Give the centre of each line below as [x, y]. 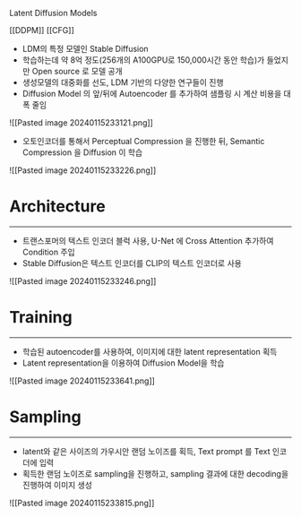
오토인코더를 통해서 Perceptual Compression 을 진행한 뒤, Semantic [143, 141]
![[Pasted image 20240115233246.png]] [83, 280]
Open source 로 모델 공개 [77, 71]
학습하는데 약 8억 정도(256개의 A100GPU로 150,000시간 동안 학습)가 [143, 60]
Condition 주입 [48, 252]
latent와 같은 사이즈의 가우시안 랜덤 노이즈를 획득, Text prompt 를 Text [146, 451]
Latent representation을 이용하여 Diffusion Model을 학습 [123, 363]
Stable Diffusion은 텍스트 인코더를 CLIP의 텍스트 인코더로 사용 [132, 263]
